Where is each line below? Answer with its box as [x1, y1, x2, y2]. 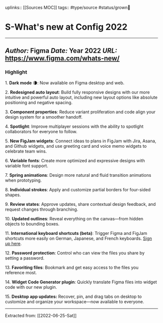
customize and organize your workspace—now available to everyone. [5, 298, 145, 305]
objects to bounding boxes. [5, 221, 60, 227]
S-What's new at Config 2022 [5, 22, 128, 32]
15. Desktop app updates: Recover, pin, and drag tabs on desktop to [5, 293, 142, 299]
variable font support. [5, 163, 49, 169]
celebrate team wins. [5, 148, 47, 154]
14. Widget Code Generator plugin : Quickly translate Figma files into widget [5, 279, 157, 285]
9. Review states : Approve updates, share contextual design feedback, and [5, 201, 156, 207]
